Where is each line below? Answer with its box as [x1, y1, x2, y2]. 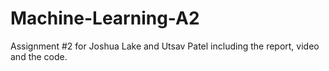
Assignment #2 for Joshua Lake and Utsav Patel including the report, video [10, 40, 320, 52]
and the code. [10, 50, 68, 62]
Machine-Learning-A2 [10, 7, 200, 30]
